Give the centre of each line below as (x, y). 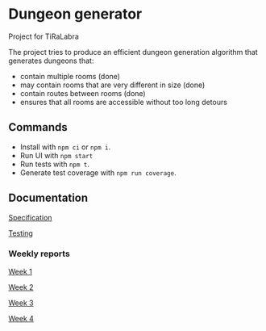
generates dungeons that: (51, 61)
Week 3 (21, 303)
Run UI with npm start (56, 155)
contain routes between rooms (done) (83, 93)
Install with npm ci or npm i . (65, 147)
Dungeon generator (75, 14)
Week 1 (20, 271)
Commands (38, 127)
